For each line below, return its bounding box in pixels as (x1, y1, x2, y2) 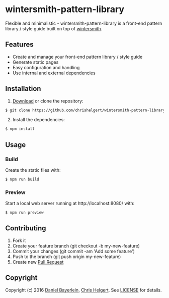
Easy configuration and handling (12, 64, 80, 70)
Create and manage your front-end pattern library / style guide (12, 54, 143, 60)
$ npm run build (5, 177, 39, 182)
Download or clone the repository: (12, 97, 83, 104)
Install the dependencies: (12, 117, 65, 123)
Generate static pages (12, 59, 59, 65)
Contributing (5, 224, 46, 233)
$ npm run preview (5, 210, 44, 215)
